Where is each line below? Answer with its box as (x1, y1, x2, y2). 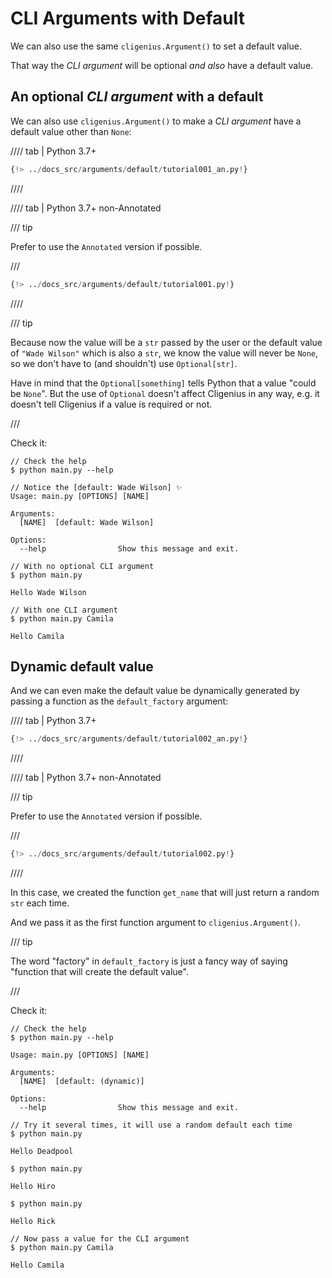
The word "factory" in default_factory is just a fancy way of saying (10, 955, 288, 967)
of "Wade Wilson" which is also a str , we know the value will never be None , (10, 347, 319, 359)
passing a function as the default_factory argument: (10, 695, 229, 707)
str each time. (10, 897, 70, 909)
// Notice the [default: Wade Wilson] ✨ (10, 482, 183, 492)
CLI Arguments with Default (10, 7, 246, 30)
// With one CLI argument (10, 605, 118, 615)
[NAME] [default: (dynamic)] (19, 1077, 145, 1087)
